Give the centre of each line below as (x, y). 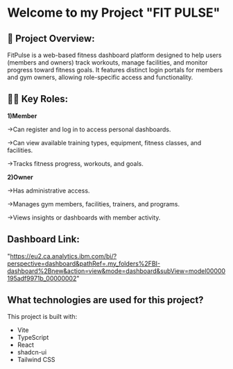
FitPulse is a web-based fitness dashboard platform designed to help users (114, 55)
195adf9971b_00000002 (42, 278)
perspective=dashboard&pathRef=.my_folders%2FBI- (84, 263)
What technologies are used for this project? (105, 300)
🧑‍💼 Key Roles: (37, 99)
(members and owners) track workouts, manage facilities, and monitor (107, 63)
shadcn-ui (32, 352)
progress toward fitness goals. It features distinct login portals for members (115, 70)
